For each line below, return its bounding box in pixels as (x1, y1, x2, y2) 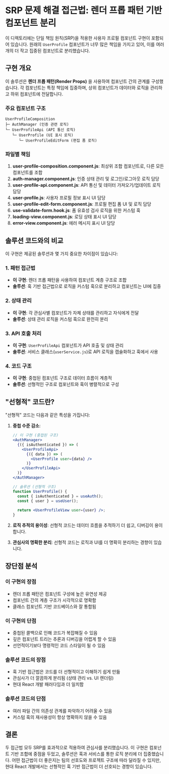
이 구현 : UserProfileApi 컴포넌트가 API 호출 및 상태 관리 (12, 342, 124, 349)
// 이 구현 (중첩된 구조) (12, 433, 59, 438)
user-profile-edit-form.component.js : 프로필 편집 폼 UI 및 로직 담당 (12, 201, 151, 207)
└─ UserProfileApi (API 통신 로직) (5, 127, 76, 133)
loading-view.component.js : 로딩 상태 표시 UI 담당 (12, 213, 117, 220)
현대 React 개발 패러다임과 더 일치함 (12, 681, 84, 687)
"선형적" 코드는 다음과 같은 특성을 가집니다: (5, 412, 90, 418)
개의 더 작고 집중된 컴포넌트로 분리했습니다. (5, 48, 90, 54)
